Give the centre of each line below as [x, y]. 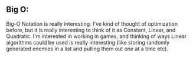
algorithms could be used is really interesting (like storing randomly [88, 42]
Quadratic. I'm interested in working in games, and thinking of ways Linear [97, 36]
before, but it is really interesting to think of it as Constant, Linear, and [91, 30]
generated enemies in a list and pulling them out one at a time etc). [87, 49]
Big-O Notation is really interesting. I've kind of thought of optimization [92, 23]
